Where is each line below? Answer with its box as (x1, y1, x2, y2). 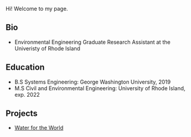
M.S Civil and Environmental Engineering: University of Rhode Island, (14, 84, 186, 92)
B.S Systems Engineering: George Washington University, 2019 (14, 78, 171, 85)
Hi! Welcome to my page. (5, 5, 69, 12)
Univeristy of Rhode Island (14, 44, 81, 52)
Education (5, 62, 45, 73)
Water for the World (14, 124, 64, 132)
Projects (5, 108, 38, 119)
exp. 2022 (14, 91, 40, 98)
